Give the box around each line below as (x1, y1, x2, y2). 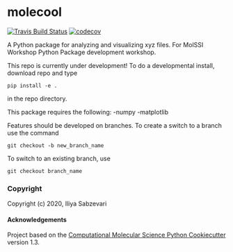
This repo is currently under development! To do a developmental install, (7, 61, 215, 69)
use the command (7, 128, 59, 137)
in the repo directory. (7, 94, 67, 103)
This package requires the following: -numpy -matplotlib (7, 108, 169, 116)
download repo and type (7, 69, 78, 77)
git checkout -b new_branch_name (7, 142, 104, 149)
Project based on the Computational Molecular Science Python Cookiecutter (7, 230, 226, 240)
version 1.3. (7, 238, 40, 246)
